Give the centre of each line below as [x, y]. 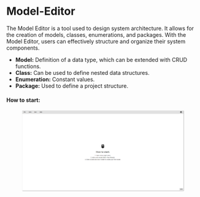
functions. [28, 66]
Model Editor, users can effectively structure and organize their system [96, 41]
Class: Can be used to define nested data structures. [82, 72]
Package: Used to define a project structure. [72, 86]
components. [23, 48]
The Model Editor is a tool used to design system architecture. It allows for [100, 28]
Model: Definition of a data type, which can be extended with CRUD [101, 60]
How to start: [23, 100]
